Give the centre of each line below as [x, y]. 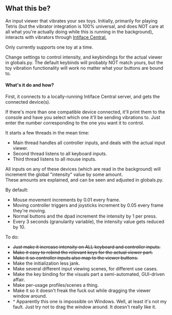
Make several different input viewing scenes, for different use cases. [85, 269]
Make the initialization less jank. [46, 263]
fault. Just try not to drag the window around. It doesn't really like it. [84, 307]
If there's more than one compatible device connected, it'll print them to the [85, 112]
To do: [12, 237]
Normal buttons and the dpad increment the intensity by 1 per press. [85, 216]
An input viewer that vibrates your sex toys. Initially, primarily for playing [81, 21]
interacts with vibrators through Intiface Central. [56, 37]
